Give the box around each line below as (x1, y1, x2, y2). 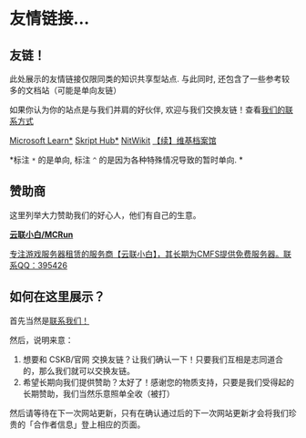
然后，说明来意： (9, 334, 74, 345)
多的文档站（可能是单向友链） (9, 85, 121, 96)
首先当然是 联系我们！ (9, 315, 89, 326)
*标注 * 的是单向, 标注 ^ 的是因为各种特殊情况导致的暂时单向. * (9, 154, 244, 165)
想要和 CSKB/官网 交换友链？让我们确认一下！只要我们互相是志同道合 (22, 353, 284, 365)
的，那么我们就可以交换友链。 (22, 365, 135, 376)
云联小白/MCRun (9, 229, 74, 240)
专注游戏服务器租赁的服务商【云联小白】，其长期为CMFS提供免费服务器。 (9, 248, 284, 259)
